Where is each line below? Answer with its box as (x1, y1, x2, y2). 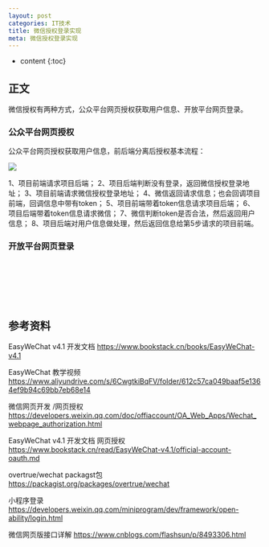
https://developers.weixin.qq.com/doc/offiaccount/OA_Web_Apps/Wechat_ (8, 411, 257, 421)
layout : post (8, 11, 52, 20)
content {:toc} (19, 56, 67, 66)
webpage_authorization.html (8, 419, 103, 429)
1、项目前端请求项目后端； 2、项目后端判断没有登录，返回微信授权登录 (8, 179, 243, 188)
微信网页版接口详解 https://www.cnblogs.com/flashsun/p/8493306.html (8, 530, 247, 540)
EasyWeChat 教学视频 (8, 368, 81, 377)
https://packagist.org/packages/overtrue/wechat (8, 479, 170, 489)
